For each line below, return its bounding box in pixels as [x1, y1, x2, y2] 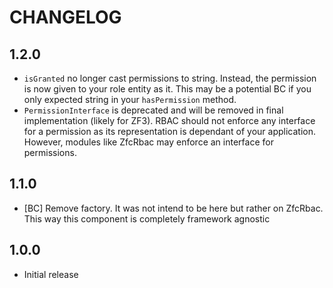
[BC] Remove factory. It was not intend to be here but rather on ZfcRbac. [23, 202, 324, 214]
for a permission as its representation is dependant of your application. [23, 126, 316, 137]
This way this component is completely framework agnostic [23, 212, 271, 225]
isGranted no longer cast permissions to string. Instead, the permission [23, 72, 317, 84]
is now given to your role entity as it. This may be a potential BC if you [23, 83, 312, 95]
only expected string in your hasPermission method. [23, 94, 237, 105]
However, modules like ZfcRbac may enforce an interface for [23, 136, 274, 148]
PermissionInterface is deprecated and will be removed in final [23, 104, 284, 116]
